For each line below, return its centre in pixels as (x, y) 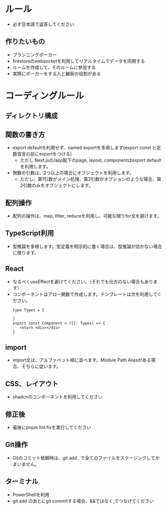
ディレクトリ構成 (31, 116)
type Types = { (28, 310)
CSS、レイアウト (32, 384)
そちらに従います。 (41, 367)
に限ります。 (26, 252)
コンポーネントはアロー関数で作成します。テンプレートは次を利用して (85, 294)
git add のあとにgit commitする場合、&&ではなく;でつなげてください (83, 501)
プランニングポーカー (34, 54)
